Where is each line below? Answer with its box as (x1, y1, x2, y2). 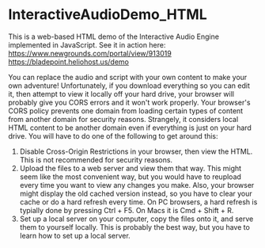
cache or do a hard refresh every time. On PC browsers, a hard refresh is (19, 196, 258, 207)
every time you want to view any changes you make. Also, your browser (19, 180, 255, 189)
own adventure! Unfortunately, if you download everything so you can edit (8, 81, 251, 90)
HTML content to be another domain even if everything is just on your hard (8, 123, 252, 132)
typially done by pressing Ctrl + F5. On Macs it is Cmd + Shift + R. (19, 205, 234, 215)
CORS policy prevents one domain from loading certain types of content (8, 105, 244, 116)
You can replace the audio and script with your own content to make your (8, 72, 248, 82)
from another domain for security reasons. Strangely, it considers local (8, 114, 239, 124)
